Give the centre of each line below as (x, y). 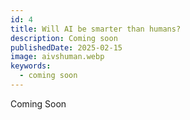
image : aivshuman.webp (57, 57)
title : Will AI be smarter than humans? (96, 29)
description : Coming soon (64, 38)
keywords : (31, 66)
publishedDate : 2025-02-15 (66, 47)
